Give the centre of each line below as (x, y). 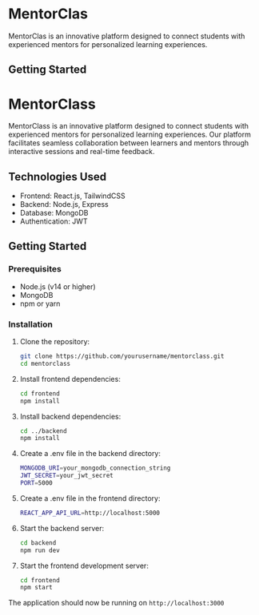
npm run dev (40, 550)
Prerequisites (35, 269)
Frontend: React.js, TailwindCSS (72, 196)
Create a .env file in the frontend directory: (90, 498)
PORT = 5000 (36, 483)
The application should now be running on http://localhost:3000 (116, 603)
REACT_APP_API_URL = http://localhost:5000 (90, 513)
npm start (36, 588)
